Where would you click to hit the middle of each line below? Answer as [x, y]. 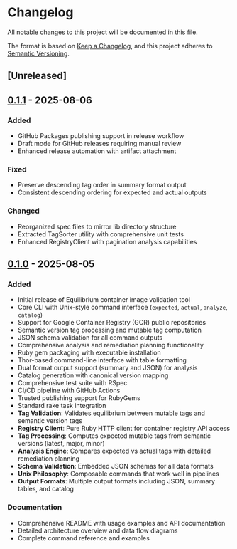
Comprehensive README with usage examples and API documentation [121, 523]
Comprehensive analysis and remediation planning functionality [111, 345]
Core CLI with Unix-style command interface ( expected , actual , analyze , [123, 308]
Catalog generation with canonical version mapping [93, 375]
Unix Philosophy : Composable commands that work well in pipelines [118, 474]
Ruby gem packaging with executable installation [89, 352]
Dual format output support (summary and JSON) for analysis [108, 368]
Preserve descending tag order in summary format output [102, 185]
